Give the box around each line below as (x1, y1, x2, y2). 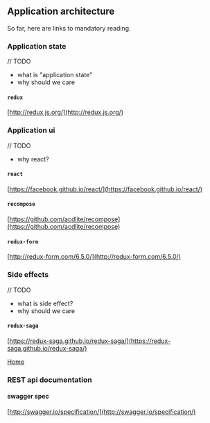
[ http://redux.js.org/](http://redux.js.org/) (7, 108, 123, 117)
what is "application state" (17, 71, 93, 79)
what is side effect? (17, 299, 73, 308)
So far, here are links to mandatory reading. (7, 24, 131, 32)
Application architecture (7, 6, 115, 17)
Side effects (7, 270, 49, 280)
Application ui (7, 125, 55, 135)
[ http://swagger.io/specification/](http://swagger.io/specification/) (7, 407, 196, 416)
